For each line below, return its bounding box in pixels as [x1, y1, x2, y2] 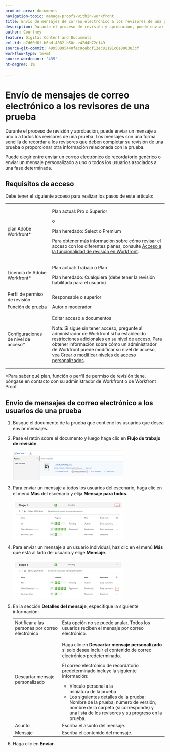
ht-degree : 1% [5, 61, 35, 67]
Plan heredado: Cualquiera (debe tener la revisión [52, 274, 155, 280]
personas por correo [15, 625, 58, 631]
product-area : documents [5, 8, 58, 13]
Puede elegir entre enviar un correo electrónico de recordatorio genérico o [5, 154, 161, 160]
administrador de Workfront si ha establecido [52, 330, 146, 336]
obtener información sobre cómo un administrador [52, 341, 157, 347]
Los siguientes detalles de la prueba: [69, 694, 146, 700]
